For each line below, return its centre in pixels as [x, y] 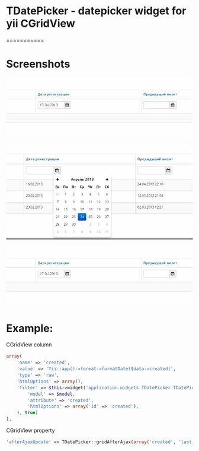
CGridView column [29, 345]
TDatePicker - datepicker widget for [96, 11]
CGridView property [31, 430]
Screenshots [38, 64]
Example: [30, 328]
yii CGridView [41, 23]
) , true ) [28, 413]
